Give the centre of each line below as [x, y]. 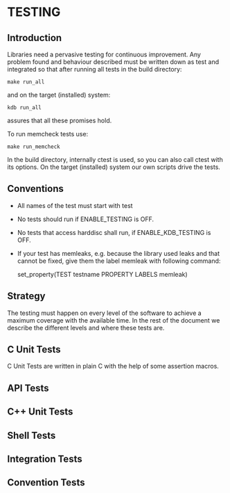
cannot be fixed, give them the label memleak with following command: [119, 261]
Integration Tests [45, 459]
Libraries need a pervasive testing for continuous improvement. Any [104, 54]
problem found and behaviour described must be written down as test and [113, 62]
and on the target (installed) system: [59, 95]
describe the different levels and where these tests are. [86, 328]
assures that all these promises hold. [60, 120]
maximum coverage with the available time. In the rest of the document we [114, 320]
